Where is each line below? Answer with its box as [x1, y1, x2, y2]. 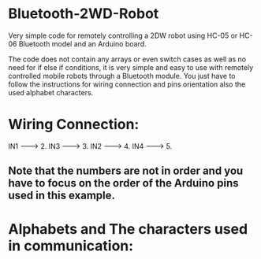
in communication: [8, 237, 134, 255]
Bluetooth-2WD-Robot [8, 5, 159, 23]
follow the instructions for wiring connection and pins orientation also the [8, 80, 246, 89]
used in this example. [8, 189, 116, 202]
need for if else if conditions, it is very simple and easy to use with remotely [8, 62, 254, 72]
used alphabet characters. [8, 87, 94, 97]
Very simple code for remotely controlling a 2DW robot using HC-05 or [8, 31, 238, 40]
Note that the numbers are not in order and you [8, 165, 244, 178]
